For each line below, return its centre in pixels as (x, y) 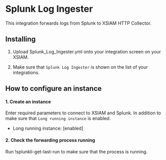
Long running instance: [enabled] (48, 128)
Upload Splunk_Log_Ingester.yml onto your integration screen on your (87, 51)
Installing (21, 39)
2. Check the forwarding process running (50, 140)
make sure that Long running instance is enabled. (58, 118)
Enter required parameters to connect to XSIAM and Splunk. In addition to (83, 113)
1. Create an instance (28, 102)
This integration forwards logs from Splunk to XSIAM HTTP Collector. (78, 23)
